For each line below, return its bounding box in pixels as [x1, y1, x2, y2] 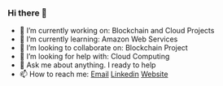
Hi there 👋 [7, 7, 48, 19]
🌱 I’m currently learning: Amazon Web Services [19, 34, 178, 44]
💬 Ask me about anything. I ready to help [19, 60, 156, 70]
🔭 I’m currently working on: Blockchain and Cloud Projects [19, 26, 215, 36]
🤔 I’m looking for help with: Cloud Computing [19, 52, 170, 62]
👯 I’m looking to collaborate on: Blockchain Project [19, 43, 188, 53]
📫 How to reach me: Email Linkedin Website [19, 69, 168, 80]
